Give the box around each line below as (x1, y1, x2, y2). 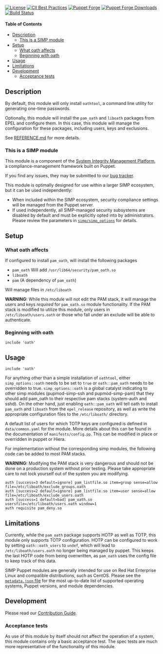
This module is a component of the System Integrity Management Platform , (5, 158, 156, 164)
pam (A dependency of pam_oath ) (12, 277, 77, 283)
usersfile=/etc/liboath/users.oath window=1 (5, 502, 97, 507)
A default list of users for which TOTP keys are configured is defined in (5, 421, 147, 427)
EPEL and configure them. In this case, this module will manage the (5, 120, 140, 126)
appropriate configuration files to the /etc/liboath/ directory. (5, 411, 129, 417)
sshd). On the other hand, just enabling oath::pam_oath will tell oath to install (5, 401, 158, 407)
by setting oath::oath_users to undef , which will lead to (5, 542, 115, 548)
